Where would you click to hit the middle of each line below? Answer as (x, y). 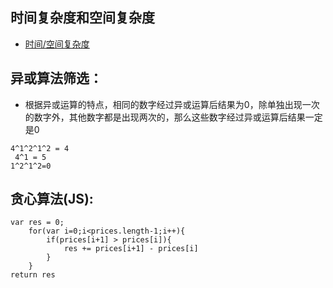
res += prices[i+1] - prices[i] (131, 249)
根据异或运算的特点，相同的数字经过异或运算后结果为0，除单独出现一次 (172, 104)
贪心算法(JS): (52, 199)
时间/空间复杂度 (57, 44)
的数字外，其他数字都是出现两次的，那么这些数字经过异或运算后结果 (165, 117)
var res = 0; (37, 223)
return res (33, 275)
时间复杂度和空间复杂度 (82, 18)
